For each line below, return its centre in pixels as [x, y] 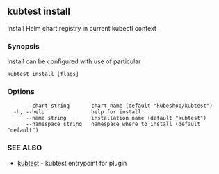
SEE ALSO [25, 148]
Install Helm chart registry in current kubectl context [82, 28]
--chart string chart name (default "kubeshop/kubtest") [119, 106]
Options [21, 92]
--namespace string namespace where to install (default [113, 125]
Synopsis [23, 46]
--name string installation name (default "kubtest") [116, 118]
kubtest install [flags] [43, 74]
